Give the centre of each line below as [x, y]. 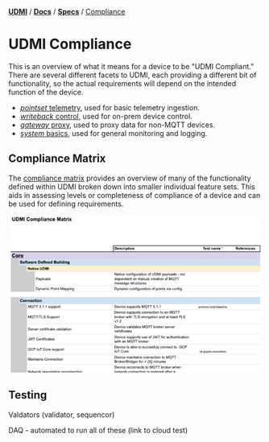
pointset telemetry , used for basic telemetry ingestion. [110, 107]
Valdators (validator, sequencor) [62, 415]
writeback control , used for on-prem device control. [106, 116]
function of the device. [46, 92]
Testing [28, 395]
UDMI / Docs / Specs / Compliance [67, 12]
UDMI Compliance [70, 44]
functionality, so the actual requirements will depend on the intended [122, 83]
